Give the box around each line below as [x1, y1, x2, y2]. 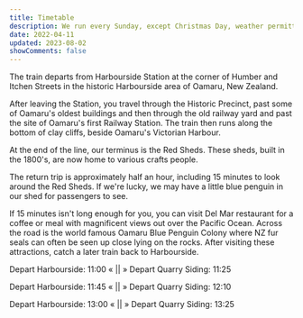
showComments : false [9, 47, 87, 56]
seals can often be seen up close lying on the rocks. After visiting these [9, 237, 275, 248]
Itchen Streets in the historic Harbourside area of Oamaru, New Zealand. [9, 81, 279, 92]
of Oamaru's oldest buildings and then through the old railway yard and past [9, 108, 293, 119]
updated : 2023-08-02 [9, 38, 87, 48]
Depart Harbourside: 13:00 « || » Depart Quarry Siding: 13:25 [9, 299, 234, 310]
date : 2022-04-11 [9, 30, 75, 39]
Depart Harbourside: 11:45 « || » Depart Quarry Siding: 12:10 [9, 281, 232, 293]
